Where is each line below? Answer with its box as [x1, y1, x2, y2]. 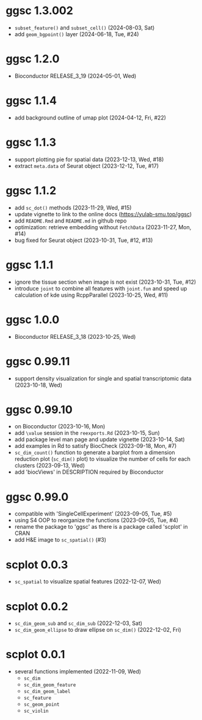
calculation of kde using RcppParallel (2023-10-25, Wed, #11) [14, 291, 168, 298]
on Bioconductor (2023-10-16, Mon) [14, 423, 106, 430]
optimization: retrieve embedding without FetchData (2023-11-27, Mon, [14, 223, 192, 230]
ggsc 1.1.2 [5, 183, 57, 197]
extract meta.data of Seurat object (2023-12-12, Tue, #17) [14, 162, 159, 169]
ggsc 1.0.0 [5, 313, 60, 327]
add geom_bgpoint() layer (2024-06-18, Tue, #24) [14, 30, 139, 37]
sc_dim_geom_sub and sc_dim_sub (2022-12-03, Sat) [14, 620, 143, 627]
